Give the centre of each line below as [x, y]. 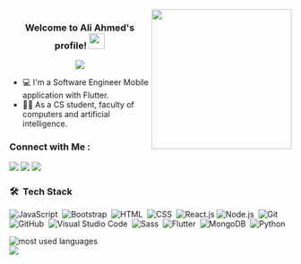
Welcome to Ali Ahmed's [80, 28]
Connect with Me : [50, 147]
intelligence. [45, 123]
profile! [71, 46]
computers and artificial [66, 115]
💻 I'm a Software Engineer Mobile [86, 82]
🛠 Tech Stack [41, 192]
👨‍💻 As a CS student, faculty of [78, 105]
